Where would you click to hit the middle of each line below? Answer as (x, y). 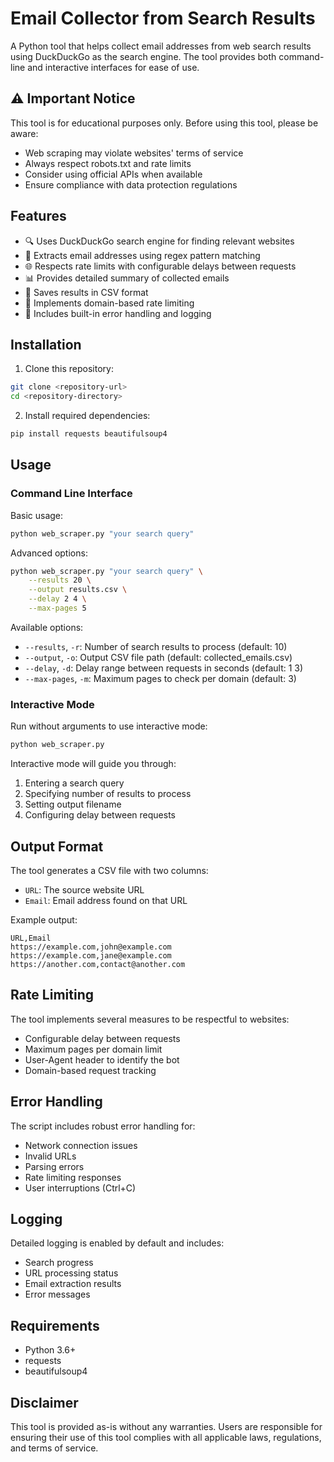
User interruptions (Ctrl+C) (80, 1188)
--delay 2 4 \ (57, 599)
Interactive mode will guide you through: (93, 764)
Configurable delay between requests (102, 1038)
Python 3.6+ (50, 1350)
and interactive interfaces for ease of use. (113, 67)
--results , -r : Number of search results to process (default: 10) (156, 646)
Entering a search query (74, 783)
